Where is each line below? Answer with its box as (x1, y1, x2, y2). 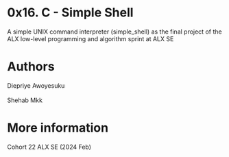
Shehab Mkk (7, 96, 43, 104)
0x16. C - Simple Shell (7, 5, 134, 21)
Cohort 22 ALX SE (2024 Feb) (7, 143, 91, 151)
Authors (7, 59, 55, 75)
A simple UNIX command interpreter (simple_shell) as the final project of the (7, 27, 222, 36)
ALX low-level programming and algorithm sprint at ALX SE (7, 34, 174, 43)
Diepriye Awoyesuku (7, 81, 65, 90)
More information (7, 120, 108, 136)
